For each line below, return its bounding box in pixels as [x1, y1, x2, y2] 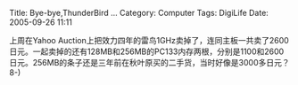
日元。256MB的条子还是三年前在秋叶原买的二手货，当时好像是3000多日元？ [9, 58, 290, 67]
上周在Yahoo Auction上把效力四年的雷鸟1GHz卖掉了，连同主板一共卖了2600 [9, 35, 290, 45]
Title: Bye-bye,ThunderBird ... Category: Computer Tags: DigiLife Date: [9, 8, 269, 18]
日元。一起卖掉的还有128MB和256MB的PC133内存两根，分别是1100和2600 [9, 46, 285, 57]
